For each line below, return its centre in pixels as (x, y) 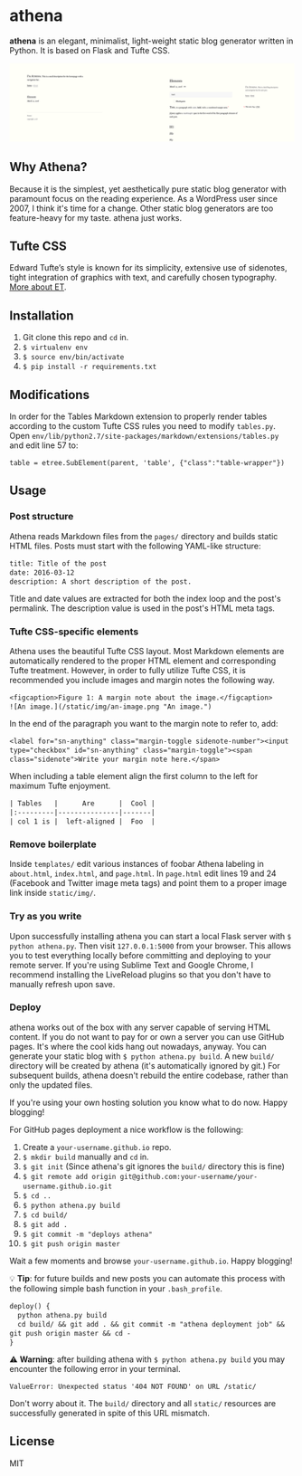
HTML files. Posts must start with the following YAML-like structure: (135, 546)
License (32, 1441)
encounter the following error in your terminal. (95, 1368)
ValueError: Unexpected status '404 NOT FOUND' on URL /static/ (133, 1386)
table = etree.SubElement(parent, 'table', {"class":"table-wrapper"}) (147, 462)
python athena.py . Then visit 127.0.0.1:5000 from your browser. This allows (151, 946)
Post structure (42, 517)
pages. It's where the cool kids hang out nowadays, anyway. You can (138, 1046)
